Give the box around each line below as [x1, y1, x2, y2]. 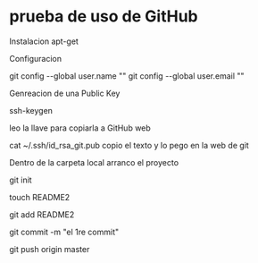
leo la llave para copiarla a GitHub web [9, 123, 152, 133]
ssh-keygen [9, 105, 54, 115]
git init [9, 174, 33, 185]
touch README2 [9, 191, 71, 202]
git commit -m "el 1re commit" [9, 226, 120, 237]
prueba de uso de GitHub [9, 6, 198, 27]
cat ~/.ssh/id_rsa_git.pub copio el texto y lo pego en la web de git [9, 140, 250, 150]
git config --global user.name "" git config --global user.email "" [9, 70, 245, 81]
